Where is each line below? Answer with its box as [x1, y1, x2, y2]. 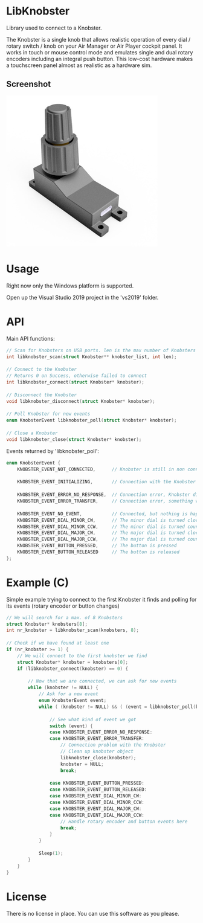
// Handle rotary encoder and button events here [60, 818, 188, 825]
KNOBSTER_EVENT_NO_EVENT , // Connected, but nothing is [17, 510, 188, 517]
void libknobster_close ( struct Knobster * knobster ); [6, 436, 142, 442]
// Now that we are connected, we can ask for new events [28, 678, 177, 684]
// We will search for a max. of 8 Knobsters [6, 614, 123, 620]
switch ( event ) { [49, 723, 94, 729]
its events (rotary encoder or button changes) [6, 602, 120, 609]
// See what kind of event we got [49, 716, 137, 722]
